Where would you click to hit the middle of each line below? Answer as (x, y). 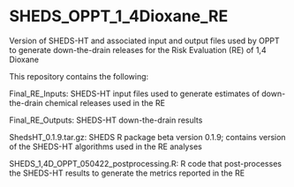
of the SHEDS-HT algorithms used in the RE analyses (106, 146)
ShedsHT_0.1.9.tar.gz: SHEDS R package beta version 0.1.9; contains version (147, 137)
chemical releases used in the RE (105, 102)
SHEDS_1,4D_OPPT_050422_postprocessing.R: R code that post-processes (146, 163)
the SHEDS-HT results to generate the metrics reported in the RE (127, 173)
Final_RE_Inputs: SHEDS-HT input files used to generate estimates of (135, 93)
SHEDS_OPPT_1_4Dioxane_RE (119, 16)
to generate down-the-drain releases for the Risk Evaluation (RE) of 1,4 (138, 49)
